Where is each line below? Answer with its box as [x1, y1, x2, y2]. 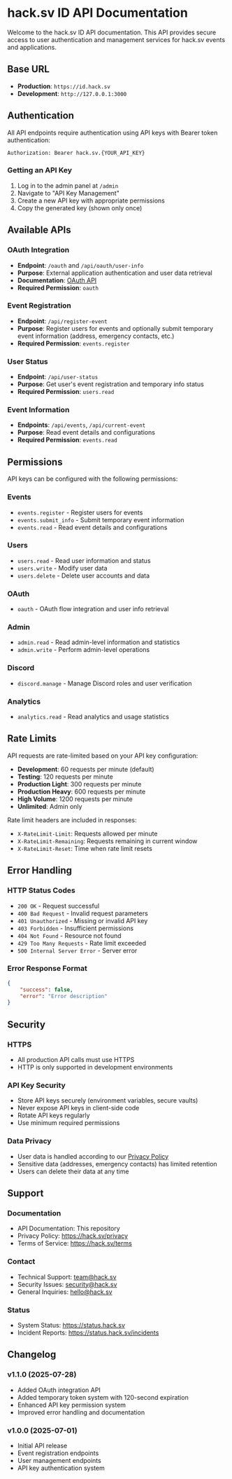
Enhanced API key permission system [17, 1400, 126, 1409]
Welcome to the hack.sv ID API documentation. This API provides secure [7, 28, 217, 36]
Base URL [7, 63, 50, 75]
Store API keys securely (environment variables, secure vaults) [17, 1096, 198, 1105]
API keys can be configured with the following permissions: [7, 475, 178, 483]
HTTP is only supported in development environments [17, 1063, 173, 1072]
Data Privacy [7, 1136, 52, 1146]
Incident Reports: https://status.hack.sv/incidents [17, 1328, 159, 1337]
